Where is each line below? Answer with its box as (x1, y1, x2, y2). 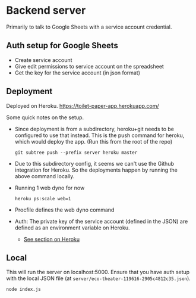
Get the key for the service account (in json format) (14, 69, 141, 76)
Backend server (6, 4, 86, 17)
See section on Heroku (23, 235, 80, 243)
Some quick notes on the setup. (6, 114, 84, 121)
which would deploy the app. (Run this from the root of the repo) (14, 138, 173, 145)
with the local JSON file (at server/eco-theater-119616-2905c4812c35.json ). (6, 275, 191, 282)
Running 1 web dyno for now (14, 184, 85, 191)
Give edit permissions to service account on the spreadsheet (14, 63, 165, 70)
